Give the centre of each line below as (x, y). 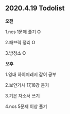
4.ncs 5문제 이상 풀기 (26, 106)
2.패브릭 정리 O (20, 42)
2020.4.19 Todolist (35, 8)
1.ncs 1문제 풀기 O (23, 32)
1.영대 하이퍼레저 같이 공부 (31, 74)
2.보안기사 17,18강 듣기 (27, 85)
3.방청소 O (15, 53)
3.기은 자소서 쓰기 (22, 95)
